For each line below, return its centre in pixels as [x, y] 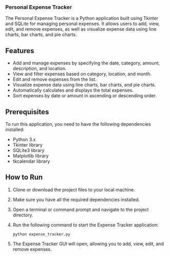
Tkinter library [27, 145]
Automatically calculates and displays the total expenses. [73, 90]
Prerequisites [27, 112]
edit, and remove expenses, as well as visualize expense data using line [81, 29]
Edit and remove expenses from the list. [55, 79]
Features [20, 50]
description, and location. [39, 69]
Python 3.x [24, 139]
